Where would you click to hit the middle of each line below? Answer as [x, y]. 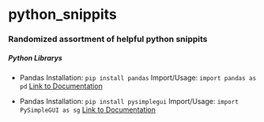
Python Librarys [36, 57]
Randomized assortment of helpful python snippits [108, 39]
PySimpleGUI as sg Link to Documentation [88, 110]
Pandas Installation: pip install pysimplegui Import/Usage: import [129, 102]
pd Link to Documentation [61, 86]
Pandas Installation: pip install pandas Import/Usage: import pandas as [138, 78]
